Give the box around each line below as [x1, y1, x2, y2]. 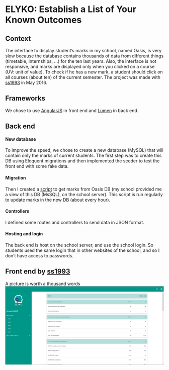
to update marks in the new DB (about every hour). [5, 197, 111, 203]
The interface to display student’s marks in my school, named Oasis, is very [5, 48, 162, 53]
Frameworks [5, 94, 46, 103]
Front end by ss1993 [5, 267, 70, 276]
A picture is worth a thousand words [5, 281, 80, 287]
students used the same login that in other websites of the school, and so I [5, 247, 160, 253]
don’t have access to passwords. [5, 253, 74, 259]
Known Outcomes [5, 14, 82, 26]
